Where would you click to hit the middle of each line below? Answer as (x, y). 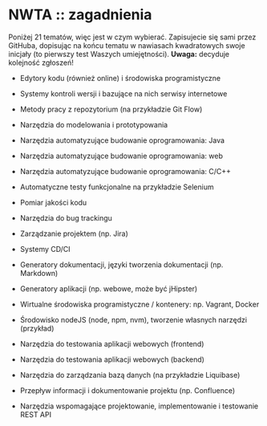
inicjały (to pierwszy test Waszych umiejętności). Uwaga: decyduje (119, 54)
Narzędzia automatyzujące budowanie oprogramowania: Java (122, 140)
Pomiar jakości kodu (53, 202)
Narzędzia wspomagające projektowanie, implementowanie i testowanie (139, 406)
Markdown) (39, 273)
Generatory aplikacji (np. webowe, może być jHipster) (109, 288)
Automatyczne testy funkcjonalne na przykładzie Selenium (117, 187)
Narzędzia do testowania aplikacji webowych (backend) (112, 359)
